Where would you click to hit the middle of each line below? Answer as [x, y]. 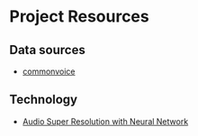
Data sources [47, 50]
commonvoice [49, 71]
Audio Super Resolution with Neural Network [105, 121]
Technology [44, 100]
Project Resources [80, 17]
